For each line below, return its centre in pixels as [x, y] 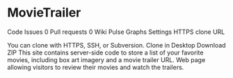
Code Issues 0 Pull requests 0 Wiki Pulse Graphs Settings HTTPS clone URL [116, 32]
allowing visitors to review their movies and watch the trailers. [96, 67]
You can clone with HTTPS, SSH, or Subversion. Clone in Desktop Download [116, 45]
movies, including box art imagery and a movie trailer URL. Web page [106, 59]
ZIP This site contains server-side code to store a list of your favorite [105, 52]
